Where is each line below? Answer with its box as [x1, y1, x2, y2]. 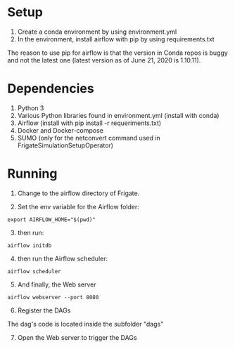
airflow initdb [7, 242, 52, 249]
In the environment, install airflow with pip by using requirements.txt [17, 34, 215, 43]
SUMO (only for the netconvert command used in [17, 133, 160, 142]
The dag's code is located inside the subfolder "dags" [7, 320, 164, 328]
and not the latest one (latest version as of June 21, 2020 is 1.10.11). [7, 55, 201, 64]
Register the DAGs [17, 306, 71, 315]
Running [7, 166, 58, 182]
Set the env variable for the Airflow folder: [17, 202, 139, 211]
